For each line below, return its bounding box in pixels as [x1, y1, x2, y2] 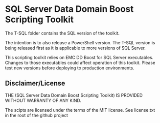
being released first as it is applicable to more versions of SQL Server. [5, 45, 146, 51]
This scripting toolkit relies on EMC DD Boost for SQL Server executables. [5, 54, 154, 60]
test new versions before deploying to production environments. [5, 65, 135, 71]
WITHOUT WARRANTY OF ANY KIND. [5, 97, 82, 103]
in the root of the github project [5, 112, 69, 118]
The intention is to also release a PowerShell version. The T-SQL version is [5, 39, 155, 45]
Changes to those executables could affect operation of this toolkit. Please [5, 60, 156, 65]
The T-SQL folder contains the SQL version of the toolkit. [5, 30, 120, 36]
